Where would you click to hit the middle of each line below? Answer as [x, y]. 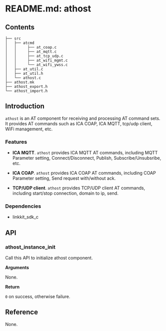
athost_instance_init [30, 247]
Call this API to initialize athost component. [49, 258]
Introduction [25, 106]
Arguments [17, 268]
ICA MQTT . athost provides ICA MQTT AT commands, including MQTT [85, 153]
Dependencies [23, 206]
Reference [22, 312]
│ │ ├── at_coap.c [31, 47]
